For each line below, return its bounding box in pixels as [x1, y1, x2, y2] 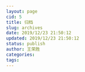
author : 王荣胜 [6, 46, 40, 52]
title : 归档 [6, 19, 33, 25]
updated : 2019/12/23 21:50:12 [6, 35, 80, 41]
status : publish [6, 41, 45, 47]
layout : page [6, 8, 38, 15]
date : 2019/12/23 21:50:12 [6, 30, 72, 36]
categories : [6, 52, 35, 57]
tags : [6, 57, 19, 63]
